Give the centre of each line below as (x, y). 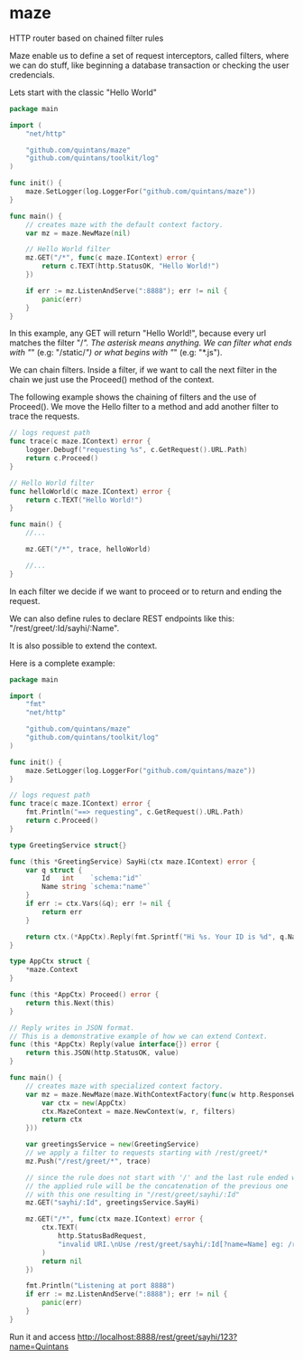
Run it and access (42, 1336)
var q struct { (54, 870)
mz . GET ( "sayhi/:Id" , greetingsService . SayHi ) (113, 1203)
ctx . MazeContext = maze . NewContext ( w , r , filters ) (139, 1111)
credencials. (32, 74)
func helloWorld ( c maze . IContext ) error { (90, 491)
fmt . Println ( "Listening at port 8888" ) (101, 1286)
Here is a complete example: (62, 663)
